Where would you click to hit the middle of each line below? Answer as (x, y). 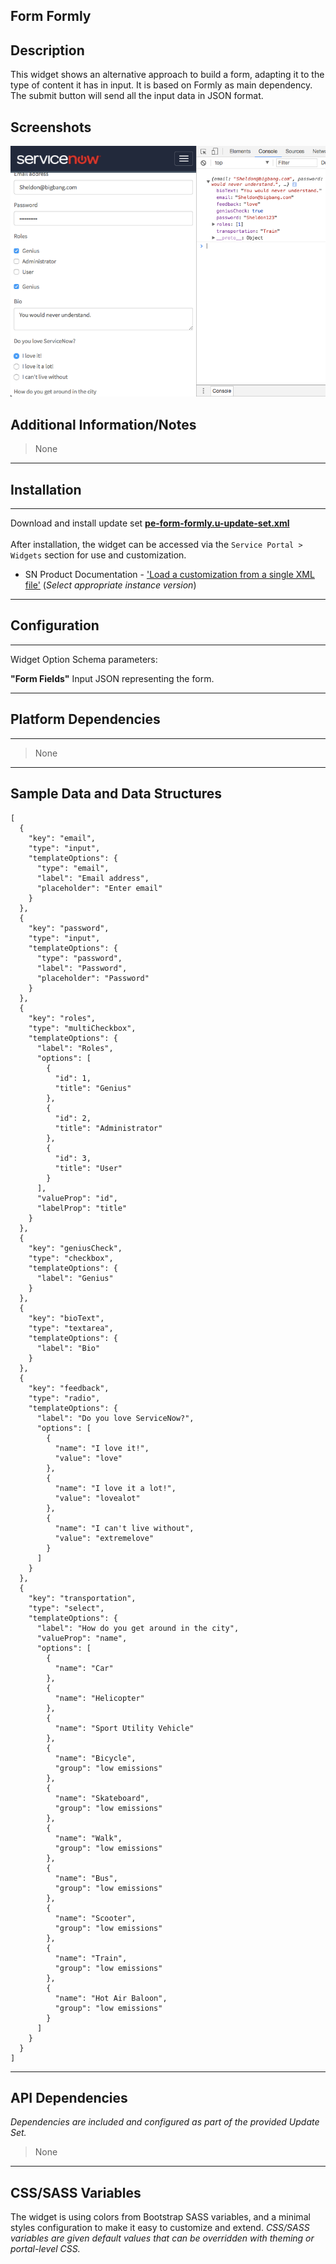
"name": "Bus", (86, 1878)
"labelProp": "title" (82, 1208)
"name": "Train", (91, 1958)
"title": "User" (88, 1168)
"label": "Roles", (75, 1048)
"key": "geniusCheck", (75, 1248)
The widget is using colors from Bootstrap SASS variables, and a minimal (160, 2217)
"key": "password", (69, 928)
